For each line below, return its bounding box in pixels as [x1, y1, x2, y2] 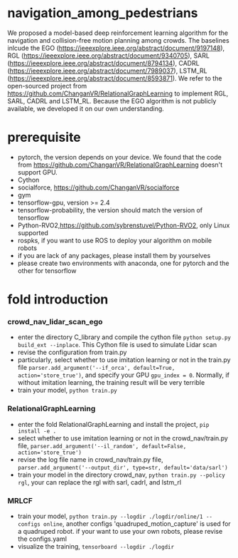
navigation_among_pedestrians [7, 5, 198, 21]
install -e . [17, 428, 57, 435]
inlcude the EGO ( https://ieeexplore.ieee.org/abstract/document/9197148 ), [7, 43, 225, 52]
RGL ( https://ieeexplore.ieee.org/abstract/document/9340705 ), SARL [7, 51, 210, 60]
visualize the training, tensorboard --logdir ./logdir [17, 542, 175, 550]
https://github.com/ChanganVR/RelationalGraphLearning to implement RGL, [7, 89, 229, 98]
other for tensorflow [17, 266, 77, 275]
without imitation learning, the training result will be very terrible [17, 378, 205, 387]
